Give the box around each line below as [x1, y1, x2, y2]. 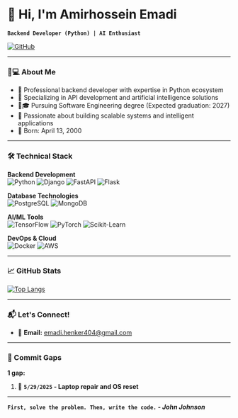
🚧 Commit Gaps [7, 353, 62, 363]
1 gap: [7, 368, 25, 378]
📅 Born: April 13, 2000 [17, 127, 82, 135]
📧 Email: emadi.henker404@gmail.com [17, 329, 132, 337]
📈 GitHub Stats [7, 266, 62, 276]
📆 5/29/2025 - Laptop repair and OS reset [17, 383, 139, 391]
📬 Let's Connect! [7, 310, 70, 320]
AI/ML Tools [7, 213, 44, 221]
